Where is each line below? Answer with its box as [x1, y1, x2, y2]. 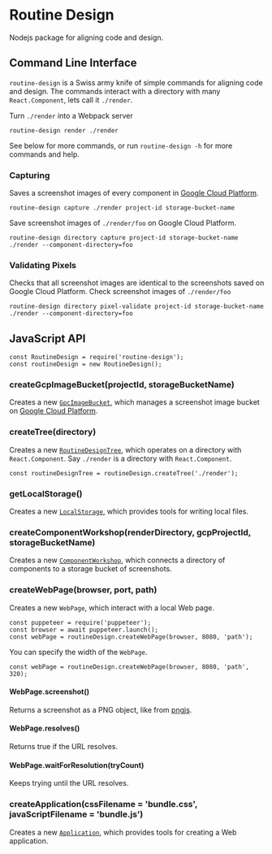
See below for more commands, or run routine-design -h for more [9, 141, 233, 150]
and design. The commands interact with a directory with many [9, 86, 221, 96]
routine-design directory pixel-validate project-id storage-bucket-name [9, 302, 265, 310]
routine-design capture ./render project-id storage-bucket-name [9, 204, 235, 212]
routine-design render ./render [9, 126, 119, 135]
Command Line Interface [9, 56, 137, 70]
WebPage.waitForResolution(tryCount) [9, 760, 145, 769]
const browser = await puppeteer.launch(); [9, 626, 159, 634]
